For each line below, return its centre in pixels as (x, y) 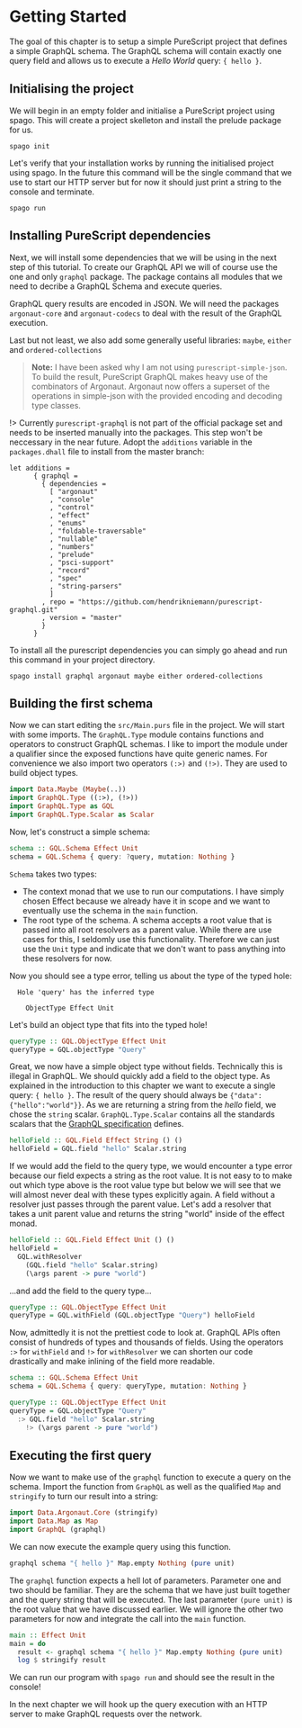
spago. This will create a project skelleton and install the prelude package (145, 120)
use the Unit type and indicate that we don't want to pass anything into (154, 949)
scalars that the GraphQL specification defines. (97, 1124)
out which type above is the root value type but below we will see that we (145, 1185)
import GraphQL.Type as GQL (62, 806)
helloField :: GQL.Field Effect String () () (96, 1140)
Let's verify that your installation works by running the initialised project (142, 163)
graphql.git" (34, 609)
